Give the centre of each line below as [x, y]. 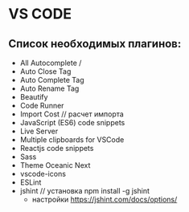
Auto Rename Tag [49, 88]
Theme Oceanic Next [55, 165]
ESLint [31, 182]
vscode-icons [43, 174]
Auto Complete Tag [52, 80]
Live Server [39, 131]
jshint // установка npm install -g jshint [85, 191]
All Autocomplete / [51, 63]
